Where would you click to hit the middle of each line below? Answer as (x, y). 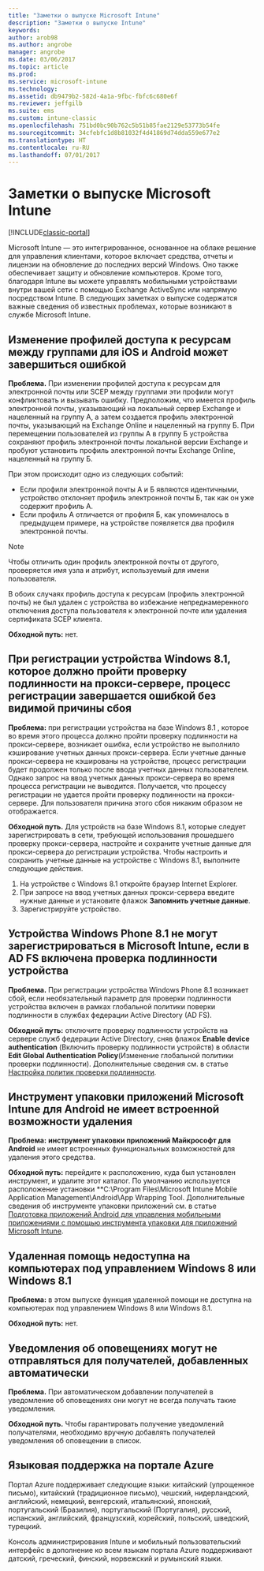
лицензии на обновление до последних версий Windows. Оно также (123, 264)
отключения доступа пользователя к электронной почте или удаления (127, 611)
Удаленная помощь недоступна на (99, 1256)
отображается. (33, 811)
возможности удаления (70, 1122)
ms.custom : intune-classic (52, 118)
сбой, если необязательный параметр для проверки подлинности (120, 998)
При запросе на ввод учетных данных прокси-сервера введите (127, 892)
